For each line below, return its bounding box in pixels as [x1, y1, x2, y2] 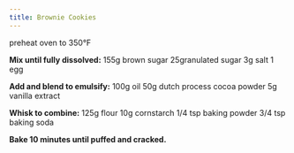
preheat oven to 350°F [9, 37, 92, 48]
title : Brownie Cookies [9, 12, 97, 22]
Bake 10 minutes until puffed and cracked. [9, 134, 167, 144]
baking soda [9, 117, 55, 127]
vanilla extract [9, 90, 60, 101]
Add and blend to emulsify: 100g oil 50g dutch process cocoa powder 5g [9, 80, 278, 91]
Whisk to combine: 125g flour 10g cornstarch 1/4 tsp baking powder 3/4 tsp [9, 107, 286, 118]
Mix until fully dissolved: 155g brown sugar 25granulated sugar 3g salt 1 [9, 54, 274, 65]
